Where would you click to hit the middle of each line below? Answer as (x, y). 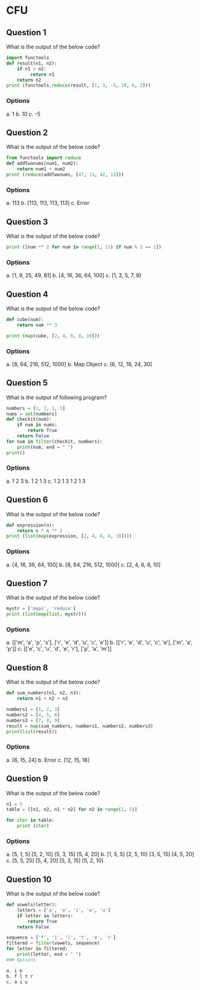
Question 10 (29, 879)
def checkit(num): (29, 419)
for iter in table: (30, 820)
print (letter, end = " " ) (49, 954)
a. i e (14, 971)
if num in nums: (37, 425)
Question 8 (27, 668)
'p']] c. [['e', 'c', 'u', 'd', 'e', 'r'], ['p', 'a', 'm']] (59, 649)
